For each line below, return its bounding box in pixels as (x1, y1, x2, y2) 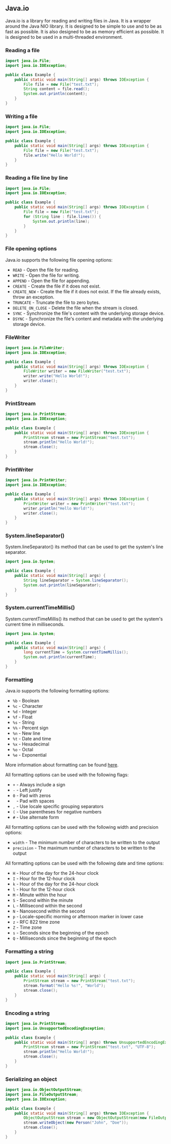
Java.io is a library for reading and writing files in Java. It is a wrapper (5, 17, 151, 24)
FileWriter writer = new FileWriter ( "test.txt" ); (23, 369, 131, 374)
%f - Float (12, 714, 33, 720)
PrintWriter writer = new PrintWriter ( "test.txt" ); (23, 501, 136, 506)
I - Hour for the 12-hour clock (12, 876, 75, 882)
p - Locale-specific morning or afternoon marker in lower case (12, 914, 144, 920)
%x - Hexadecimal (12, 741, 49, 748)
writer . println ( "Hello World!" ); (23, 506, 95, 511)
